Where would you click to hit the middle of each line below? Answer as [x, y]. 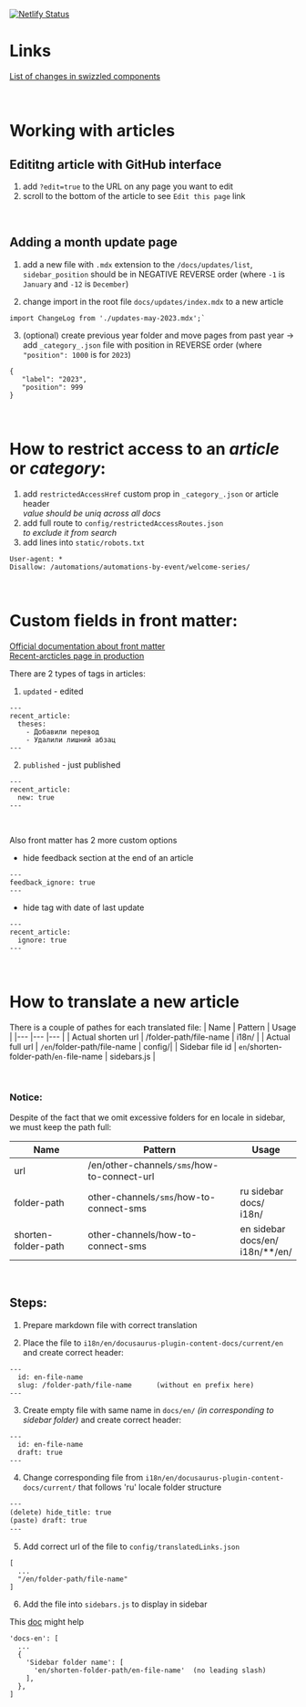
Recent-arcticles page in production [77, 655]
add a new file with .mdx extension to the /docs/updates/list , [138, 264]
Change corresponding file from [83, 1477]
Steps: [28, 1303]
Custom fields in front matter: [124, 620]
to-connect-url [121, 1176]
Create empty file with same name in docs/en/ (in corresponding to [148, 1409]
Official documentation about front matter [87, 646]
